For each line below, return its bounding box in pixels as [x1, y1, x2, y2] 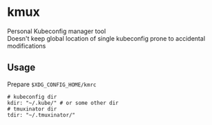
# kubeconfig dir [7, 93, 57, 100]
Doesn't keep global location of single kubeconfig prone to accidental [7, 34, 206, 42]
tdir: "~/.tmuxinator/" [7, 111, 76, 118]
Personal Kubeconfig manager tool [7, 27, 106, 35]
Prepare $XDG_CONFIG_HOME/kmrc [7, 80, 97, 88]
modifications [7, 41, 46, 50]
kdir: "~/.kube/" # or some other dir [7, 99, 119, 106]
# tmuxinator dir [7, 105, 57, 113]
